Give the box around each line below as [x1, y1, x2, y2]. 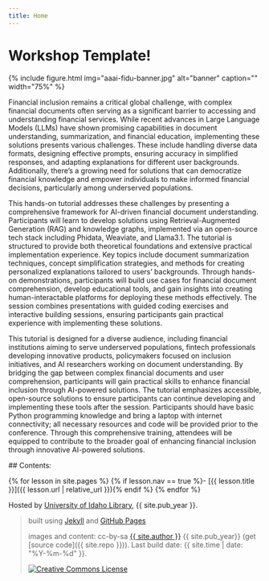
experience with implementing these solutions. [8, 318, 163, 328]
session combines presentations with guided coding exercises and [8, 301, 229, 311]
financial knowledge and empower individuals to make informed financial [8, 174, 250, 183]
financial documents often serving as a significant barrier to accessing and [8, 105, 256, 115]
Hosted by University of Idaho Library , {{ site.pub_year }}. [8, 500, 198, 509]
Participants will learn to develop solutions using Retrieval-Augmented [8, 215, 241, 225]
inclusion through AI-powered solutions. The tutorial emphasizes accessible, [8, 385, 262, 394]
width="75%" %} [8, 81, 66, 91]
